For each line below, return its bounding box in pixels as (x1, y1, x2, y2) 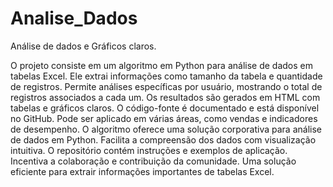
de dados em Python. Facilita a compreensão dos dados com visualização (10, 133, 317, 146)
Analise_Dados (10, 7, 138, 30)
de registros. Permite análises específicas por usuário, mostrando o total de (10, 80, 323, 92)
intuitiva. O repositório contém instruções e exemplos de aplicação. (10, 144, 288, 156)
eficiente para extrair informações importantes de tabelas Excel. (10, 165, 275, 177)
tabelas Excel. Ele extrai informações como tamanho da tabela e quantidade (10, 70, 323, 82)
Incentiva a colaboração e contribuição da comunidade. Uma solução (10, 155, 297, 167)
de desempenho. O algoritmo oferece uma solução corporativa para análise (10, 123, 322, 135)
